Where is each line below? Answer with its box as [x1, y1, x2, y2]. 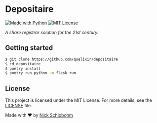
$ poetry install [5, 66, 41, 71]
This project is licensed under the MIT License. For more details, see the [5, 97, 152, 103]
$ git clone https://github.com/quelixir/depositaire [5, 57, 118, 62]
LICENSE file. [5, 103, 32, 109]
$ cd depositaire [5, 61, 41, 66]
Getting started [5, 43, 53, 52]
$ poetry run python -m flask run [5, 71, 77, 76]
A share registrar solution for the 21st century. [5, 29, 99, 35]
